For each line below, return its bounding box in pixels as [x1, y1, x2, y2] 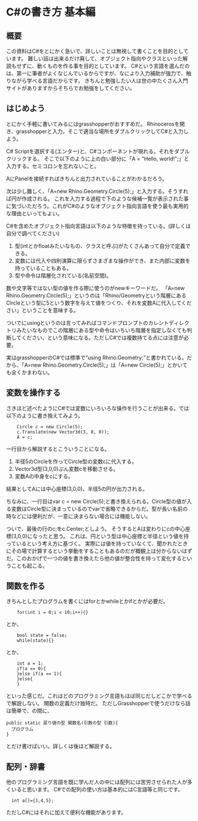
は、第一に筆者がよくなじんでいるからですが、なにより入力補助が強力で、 [6, 70, 187, 77]
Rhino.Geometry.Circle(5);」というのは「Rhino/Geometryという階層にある [6, 292, 187, 299]
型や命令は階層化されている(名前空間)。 [14, 271, 112, 279]
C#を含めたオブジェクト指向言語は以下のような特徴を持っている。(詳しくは [6, 222, 191, 230]
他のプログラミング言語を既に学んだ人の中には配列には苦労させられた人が [6, 778, 187, 786]
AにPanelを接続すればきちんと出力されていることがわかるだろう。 [6, 175, 168, 182]
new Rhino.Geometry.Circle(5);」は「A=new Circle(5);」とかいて [31, 361, 188, 369]
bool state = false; [17, 632, 67, 639]
